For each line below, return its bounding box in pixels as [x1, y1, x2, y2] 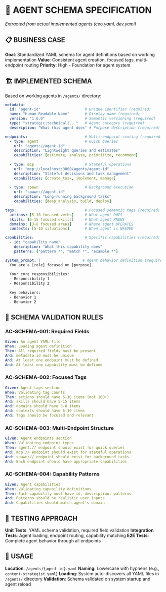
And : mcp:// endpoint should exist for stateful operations [5, 450, 132, 455]
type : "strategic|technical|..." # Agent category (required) [9, 121, 145, 126]
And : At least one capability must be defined [5, 362, 103, 367]
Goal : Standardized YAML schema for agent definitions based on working [5, 52, 155, 58]
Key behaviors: [9, 290, 41, 295]
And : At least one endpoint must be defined [5, 357, 98, 362]
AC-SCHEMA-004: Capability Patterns [5, 471, 100, 477]
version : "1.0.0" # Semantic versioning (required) [9, 116, 156, 121]
